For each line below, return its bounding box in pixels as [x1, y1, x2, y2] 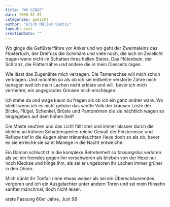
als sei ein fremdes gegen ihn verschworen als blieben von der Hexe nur [5, 155, 156, 161]
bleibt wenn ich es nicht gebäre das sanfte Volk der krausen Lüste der [5, 103, 152, 108]
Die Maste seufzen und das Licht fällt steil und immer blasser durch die [5, 123, 154, 129]
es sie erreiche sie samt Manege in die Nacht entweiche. [5, 139, 124, 145]
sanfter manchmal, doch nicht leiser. [5, 186, 81, 192]
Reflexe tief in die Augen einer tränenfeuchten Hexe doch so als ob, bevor [5, 134, 160, 140]
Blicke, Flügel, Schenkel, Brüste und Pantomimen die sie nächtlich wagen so [5, 108, 164, 114]
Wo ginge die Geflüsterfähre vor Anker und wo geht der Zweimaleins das [5, 45, 158, 51]
